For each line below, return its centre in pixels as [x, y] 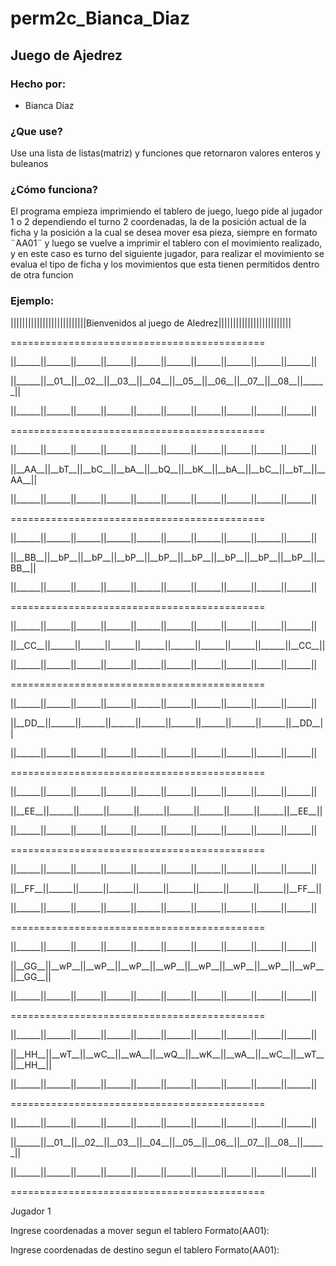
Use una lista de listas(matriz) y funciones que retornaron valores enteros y [165, 153]
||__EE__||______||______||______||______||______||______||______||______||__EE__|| [166, 811]
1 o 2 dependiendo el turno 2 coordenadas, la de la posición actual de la [158, 222]
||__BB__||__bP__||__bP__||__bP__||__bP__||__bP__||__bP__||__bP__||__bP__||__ [167, 557]
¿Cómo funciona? [54, 190]
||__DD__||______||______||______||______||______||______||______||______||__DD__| [167, 723]
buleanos [29, 164]
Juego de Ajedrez [66, 55]
